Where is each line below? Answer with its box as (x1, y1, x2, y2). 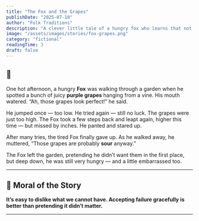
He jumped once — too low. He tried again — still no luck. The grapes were (6, 109, 190, 116)
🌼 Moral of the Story (6, 180, 82, 190)
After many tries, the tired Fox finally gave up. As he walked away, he (6, 133, 175, 140)
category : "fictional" (6, 36, 62, 42)
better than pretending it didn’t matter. (6, 203, 103, 210)
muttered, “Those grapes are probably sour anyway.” (6, 140, 136, 147)
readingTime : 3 (6, 42, 44, 48)
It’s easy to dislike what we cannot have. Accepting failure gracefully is (6, 196, 185, 203)
